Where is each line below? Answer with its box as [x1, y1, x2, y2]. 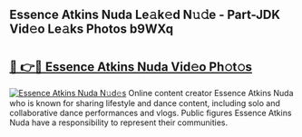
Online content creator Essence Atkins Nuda [128, 88, 294, 98]
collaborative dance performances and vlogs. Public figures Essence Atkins [9, 108, 292, 118]
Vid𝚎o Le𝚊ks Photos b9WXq [9, 22, 174, 37]
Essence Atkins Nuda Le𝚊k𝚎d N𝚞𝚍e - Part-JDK [9, 7, 281, 23]
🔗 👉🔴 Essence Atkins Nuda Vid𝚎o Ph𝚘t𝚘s [9, 59, 252, 74]
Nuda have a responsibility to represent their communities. [9, 117, 229, 128]
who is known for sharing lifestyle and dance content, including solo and [9, 98, 281, 108]
